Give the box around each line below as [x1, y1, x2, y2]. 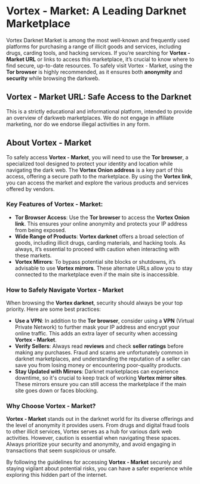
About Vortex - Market [6, 138, 91, 148]
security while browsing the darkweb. [6, 75, 100, 82]
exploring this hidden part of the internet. [6, 471, 107, 479]
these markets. [14, 252, 52, 259]
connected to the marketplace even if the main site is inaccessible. [14, 270, 179, 278]
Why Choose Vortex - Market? [6, 402, 96, 410]
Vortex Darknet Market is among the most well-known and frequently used [6, 36, 190, 44]
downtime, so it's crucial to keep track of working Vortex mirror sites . [14, 374, 187, 381]
